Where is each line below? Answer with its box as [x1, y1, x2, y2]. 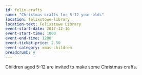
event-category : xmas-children [5, 45, 72, 50]
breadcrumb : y [5, 50, 36, 55]
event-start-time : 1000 [5, 31, 56, 36]
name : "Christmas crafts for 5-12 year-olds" [5, 12, 104, 17]
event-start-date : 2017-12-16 [5, 26, 70, 31]
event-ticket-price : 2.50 [5, 41, 60, 46]
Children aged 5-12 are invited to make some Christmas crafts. [5, 64, 137, 70]
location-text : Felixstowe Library [5, 21, 82, 27]
